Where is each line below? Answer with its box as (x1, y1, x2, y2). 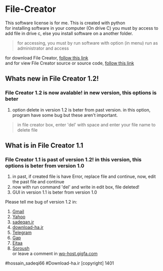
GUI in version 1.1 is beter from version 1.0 (12, 189, 97, 195)
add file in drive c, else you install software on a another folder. (5, 30, 133, 36)
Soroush (12, 245, 30, 251)
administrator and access (17, 45, 69, 51)
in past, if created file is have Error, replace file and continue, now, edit (12, 173, 156, 179)
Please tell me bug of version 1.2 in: (5, 199, 78, 205)
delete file (17, 127, 38, 133)
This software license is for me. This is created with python (5, 20, 125, 26)
